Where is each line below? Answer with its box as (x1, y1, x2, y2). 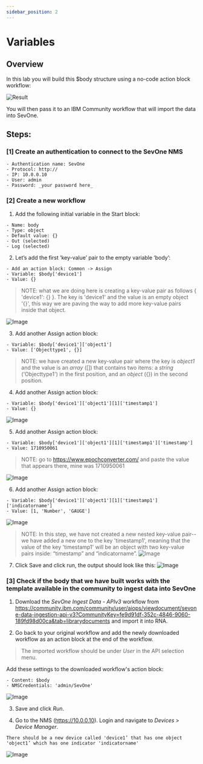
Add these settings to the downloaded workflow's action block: (6, 665, 164, 672)
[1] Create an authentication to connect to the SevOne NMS (6, 147, 183, 155)
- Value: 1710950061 (6, 445, 59, 451)
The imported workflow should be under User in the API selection (21, 647, 184, 654)
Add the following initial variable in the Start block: (14, 210, 140, 217)
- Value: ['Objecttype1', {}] (6, 347, 83, 353)
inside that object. (21, 306, 66, 313)
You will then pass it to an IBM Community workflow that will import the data (6, 105, 196, 112)
